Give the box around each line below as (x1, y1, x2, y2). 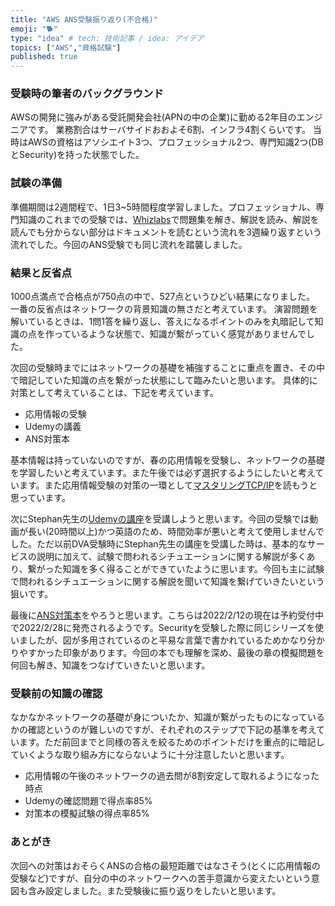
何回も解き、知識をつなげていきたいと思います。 (10, 659, 211, 671)
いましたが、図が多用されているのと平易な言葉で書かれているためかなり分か (10, 634, 325, 646)
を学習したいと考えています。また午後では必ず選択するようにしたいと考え (10, 467, 316, 479)
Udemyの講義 (24, 421, 82, 433)
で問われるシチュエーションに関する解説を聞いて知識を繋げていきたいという (10, 576, 325, 588)
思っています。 (10, 492, 71, 504)
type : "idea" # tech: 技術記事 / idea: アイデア (10, 33, 205, 43)
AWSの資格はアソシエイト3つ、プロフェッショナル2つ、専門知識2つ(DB (27, 136, 324, 148)
